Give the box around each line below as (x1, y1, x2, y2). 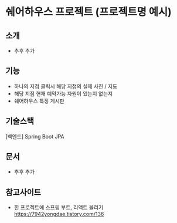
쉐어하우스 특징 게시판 (13, 97, 65, 104)
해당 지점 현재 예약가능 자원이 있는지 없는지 (13, 90, 113, 97)
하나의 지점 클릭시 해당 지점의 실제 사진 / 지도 (13, 83, 118, 90)
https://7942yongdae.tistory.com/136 (13, 211, 104, 218)
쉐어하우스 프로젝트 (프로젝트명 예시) (5, 5, 172, 19)
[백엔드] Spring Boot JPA (5, 133, 64, 140)
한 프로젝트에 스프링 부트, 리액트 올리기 (13, 204, 104, 211)
